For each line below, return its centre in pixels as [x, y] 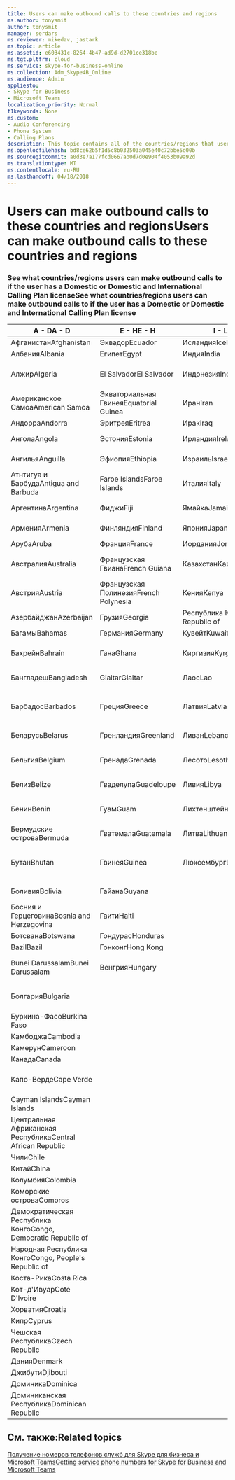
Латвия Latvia [205, 706]
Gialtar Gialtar [121, 678]
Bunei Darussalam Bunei [50, 963]
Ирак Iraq [198, 423]
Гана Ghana [118, 653]
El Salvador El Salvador [137, 374]
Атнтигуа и [29, 475]
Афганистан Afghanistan [51, 342]
